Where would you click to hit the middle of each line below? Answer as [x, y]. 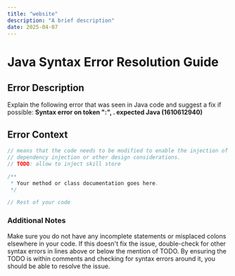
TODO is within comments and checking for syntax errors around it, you [112, 258]
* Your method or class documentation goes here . [84, 183]
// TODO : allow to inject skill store [64, 164]
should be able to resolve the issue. [59, 266]
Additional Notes [37, 221]
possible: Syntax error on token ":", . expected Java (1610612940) [105, 112]
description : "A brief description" [61, 20]
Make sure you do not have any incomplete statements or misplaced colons [117, 236]
